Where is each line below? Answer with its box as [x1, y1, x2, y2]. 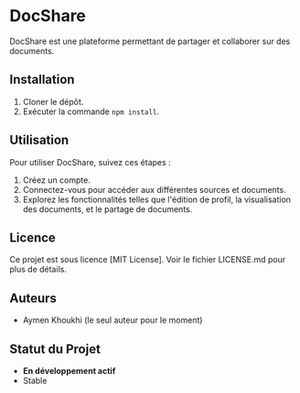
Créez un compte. [22, 175, 91, 186]
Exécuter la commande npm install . [22, 106, 160, 117]
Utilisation [9, 133, 70, 148]
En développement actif [22, 366, 116, 376]
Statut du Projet [9, 341, 101, 356]
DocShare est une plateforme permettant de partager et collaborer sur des [9, 36, 291, 47]
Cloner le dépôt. [22, 96, 84, 107]
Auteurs [9, 290, 58, 306]
